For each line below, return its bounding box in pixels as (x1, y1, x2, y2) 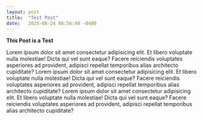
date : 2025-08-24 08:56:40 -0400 (6, 20, 97, 26)
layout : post (6, 9, 40, 15)
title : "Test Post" (6, 15, 59, 21)
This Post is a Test (6, 37, 54, 44)
